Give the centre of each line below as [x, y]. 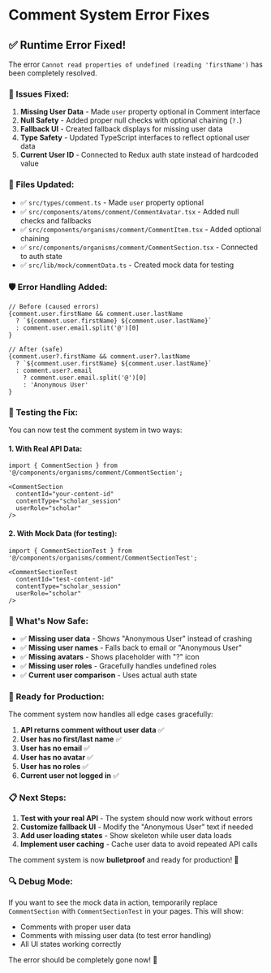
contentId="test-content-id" [65, 579]
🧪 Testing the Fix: [43, 412]
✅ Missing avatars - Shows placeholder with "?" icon [110, 656]
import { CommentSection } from [63, 466]
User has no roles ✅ [54, 767]
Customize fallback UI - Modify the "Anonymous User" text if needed [137, 827]
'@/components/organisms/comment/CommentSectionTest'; [103, 558]
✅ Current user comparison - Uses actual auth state [108, 675]
